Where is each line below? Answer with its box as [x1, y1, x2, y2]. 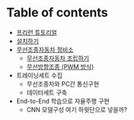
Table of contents [6, 5, 109, 21]
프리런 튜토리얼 [16, 28, 57, 36]
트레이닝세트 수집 [16, 71, 63, 80]
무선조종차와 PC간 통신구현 [26, 80, 100, 88]
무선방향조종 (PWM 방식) [26, 62, 94, 71]
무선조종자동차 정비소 [16, 45, 74, 53]
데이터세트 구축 [26, 88, 68, 97]
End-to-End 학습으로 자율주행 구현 [16, 97, 110, 105]
